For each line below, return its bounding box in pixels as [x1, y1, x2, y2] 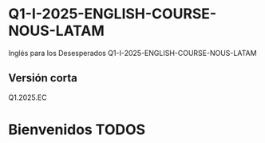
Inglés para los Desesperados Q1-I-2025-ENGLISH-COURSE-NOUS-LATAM [8, 48, 257, 58]
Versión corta [8, 71, 78, 85]
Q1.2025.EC [8, 93, 47, 102]
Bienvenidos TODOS [8, 121, 146, 138]
